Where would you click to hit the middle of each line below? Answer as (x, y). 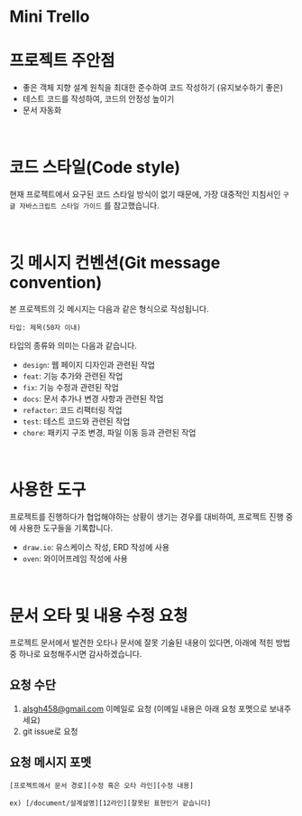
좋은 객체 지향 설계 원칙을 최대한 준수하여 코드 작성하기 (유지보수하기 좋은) (153, 88)
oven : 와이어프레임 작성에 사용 (75, 558)
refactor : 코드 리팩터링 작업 (72, 410)
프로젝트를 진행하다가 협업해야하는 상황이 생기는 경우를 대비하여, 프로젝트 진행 (146, 516)
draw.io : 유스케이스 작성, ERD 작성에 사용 (96, 547)
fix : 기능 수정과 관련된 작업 (70, 387)
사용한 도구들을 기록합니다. (66, 528)
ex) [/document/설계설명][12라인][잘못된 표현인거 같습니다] (110, 803)
